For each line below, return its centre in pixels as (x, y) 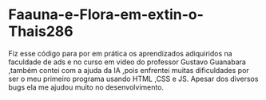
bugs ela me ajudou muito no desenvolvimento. (86, 87)
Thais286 (41, 31)
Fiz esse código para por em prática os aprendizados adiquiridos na (121, 53)
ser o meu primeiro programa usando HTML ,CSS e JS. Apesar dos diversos (133, 79)
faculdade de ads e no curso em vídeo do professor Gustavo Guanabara (127, 62)
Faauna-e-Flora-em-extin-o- (106, 15)
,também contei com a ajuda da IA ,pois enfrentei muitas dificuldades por (129, 70)
